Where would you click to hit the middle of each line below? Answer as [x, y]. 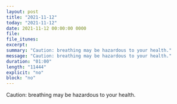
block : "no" [21, 78]
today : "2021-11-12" [32, 23]
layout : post [22, 12]
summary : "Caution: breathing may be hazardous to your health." [89, 51]
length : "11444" [26, 67]
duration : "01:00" [29, 61]
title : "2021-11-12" [32, 17]
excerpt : [17, 45]
